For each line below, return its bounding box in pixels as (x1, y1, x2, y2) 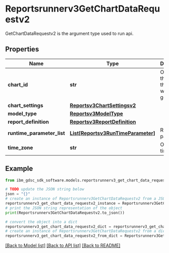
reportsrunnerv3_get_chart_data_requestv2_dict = (5, 224, 112, 229)
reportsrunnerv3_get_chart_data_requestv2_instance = (5, 201, 121, 206)
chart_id (8, 81, 28, 88)
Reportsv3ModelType (69, 110, 123, 117)
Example (5, 164, 33, 173)
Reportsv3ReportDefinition (69, 118, 136, 125)
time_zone (8, 144, 34, 151)
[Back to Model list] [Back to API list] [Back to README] (5, 242, 121, 248)
